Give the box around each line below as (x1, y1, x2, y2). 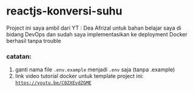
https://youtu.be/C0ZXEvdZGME (15, 80, 92, 86)
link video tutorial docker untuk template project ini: (15, 73, 144, 80)
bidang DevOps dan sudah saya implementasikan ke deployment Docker (6, 30, 188, 38)
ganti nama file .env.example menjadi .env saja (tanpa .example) (15, 66, 175, 73)
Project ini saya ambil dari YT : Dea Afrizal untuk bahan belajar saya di (6, 24, 182, 31)
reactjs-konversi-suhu (6, 4, 122, 18)
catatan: (6, 52, 32, 61)
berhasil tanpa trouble (6, 37, 62, 44)
